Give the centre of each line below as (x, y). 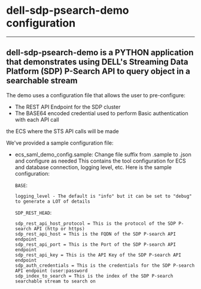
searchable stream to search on (55, 281)
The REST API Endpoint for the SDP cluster (68, 107)
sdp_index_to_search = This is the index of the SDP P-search (94, 276)
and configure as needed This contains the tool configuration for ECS (100, 161)
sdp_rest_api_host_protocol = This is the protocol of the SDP (95, 223)
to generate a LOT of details (53, 201)
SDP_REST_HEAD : (33, 212)
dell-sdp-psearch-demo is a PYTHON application (100, 52)
